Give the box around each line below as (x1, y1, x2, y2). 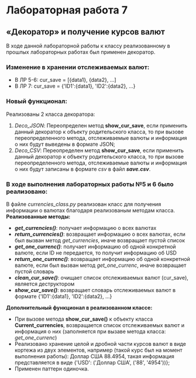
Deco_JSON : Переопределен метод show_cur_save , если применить (14, 122, 188, 129)
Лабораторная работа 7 (6, 4, 128, 17)
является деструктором (14, 280, 75, 287)
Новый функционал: (6, 97, 67, 105)
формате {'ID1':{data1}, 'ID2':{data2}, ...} (14, 293, 112, 300)
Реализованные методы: (6, 213, 71, 220)
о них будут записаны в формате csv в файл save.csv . (14, 165, 151, 173)
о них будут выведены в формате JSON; (14, 140, 115, 147)
